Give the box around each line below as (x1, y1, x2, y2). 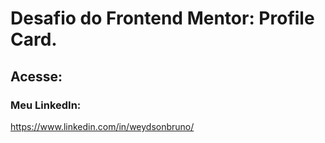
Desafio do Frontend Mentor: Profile (10, 7, 315, 30)
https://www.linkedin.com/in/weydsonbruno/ (10, 120, 195, 132)
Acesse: (10, 68, 63, 85)
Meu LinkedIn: (10, 98, 82, 112)
